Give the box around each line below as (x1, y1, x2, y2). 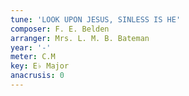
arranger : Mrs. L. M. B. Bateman (10, 33, 150, 43)
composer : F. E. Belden (10, 24, 110, 34)
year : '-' (10, 42, 52, 53)
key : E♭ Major (10, 61, 70, 71)
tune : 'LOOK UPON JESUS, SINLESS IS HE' (10, 14, 182, 25)
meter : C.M (10, 52, 56, 62)
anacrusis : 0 (10, 71, 65, 81)
